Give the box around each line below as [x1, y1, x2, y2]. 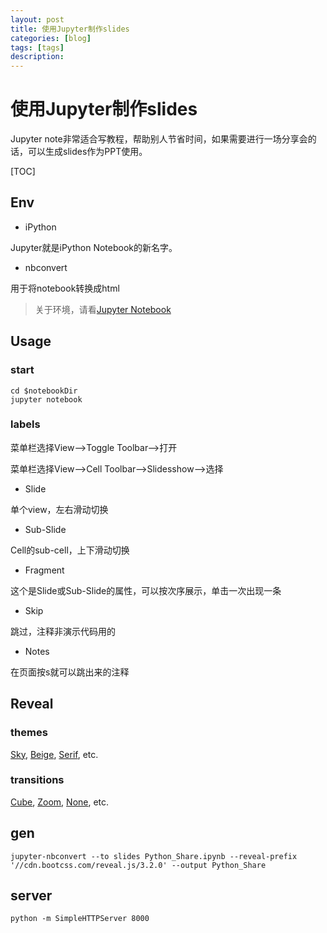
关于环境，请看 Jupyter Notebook [34, 303, 172, 315]
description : [10, 52, 65, 62]
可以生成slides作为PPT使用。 [27, 146, 148, 158]
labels [10, 417, 41, 431]
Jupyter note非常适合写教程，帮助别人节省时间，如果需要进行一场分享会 [10, 133, 308, 145]
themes [10, 726, 48, 740]
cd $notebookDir [10, 386, 78, 396]
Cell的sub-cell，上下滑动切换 [10, 544, 130, 556]
